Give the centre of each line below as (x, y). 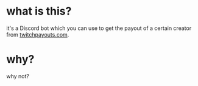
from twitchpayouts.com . (38, 34)
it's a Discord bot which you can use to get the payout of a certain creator (99, 28)
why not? (18, 76)
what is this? (39, 11)
